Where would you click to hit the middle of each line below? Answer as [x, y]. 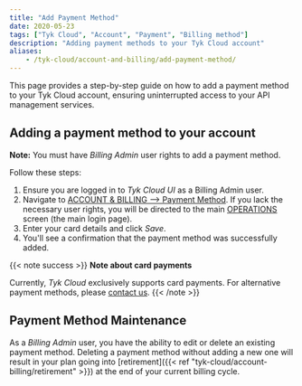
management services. [52, 104]
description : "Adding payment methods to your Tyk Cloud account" [137, 43]
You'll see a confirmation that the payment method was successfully [150, 238]
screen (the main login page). [77, 219]
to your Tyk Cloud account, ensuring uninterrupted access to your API [140, 95]
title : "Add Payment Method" [64, 18]
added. [36, 247]
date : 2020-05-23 [42, 26]
